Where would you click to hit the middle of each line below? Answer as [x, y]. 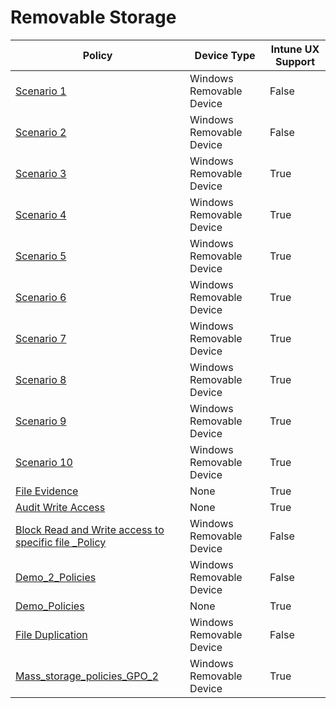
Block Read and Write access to [90, 529]
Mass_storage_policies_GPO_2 [87, 676]
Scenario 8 [41, 379]
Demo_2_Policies [56, 577]
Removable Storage [93, 17]
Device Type [225, 55]
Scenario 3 [41, 173]
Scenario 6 [41, 297]
